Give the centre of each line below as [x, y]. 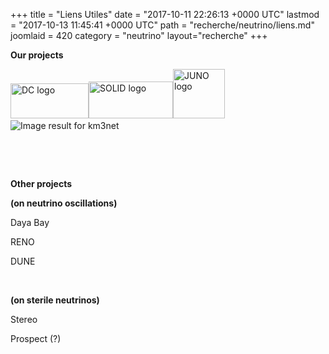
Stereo [24, 319]
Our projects [37, 55]
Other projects [41, 183]
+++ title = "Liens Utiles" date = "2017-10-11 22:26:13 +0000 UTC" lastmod [165, 14]
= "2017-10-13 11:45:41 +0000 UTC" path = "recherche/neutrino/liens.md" [162, 25]
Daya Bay [30, 222]
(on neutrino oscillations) [64, 203]
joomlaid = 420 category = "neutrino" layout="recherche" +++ [139, 35]
